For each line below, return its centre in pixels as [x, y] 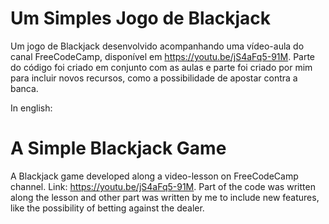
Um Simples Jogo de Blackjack [141, 18]
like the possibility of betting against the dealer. [107, 208]
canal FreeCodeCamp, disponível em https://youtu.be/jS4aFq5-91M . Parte [163, 56]
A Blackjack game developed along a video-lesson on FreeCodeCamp [154, 176]
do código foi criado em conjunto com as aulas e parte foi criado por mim [161, 67]
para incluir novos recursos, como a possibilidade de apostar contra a [154, 78]
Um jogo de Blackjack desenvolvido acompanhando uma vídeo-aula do [157, 46]
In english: [31, 108]
